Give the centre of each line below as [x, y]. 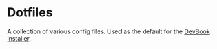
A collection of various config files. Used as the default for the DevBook [109, 31]
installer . [19, 38]
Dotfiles [30, 13]
